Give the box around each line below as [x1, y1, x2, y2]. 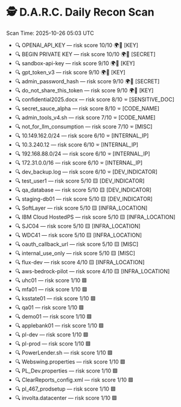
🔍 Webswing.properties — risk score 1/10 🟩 [14, 358, 125, 365]
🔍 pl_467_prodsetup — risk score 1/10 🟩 [14, 385, 116, 393]
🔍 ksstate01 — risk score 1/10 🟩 [14, 294, 97, 302]
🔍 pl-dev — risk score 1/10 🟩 [14, 330, 89, 338]
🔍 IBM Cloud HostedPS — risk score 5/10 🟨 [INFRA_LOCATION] [14, 213, 176, 221]
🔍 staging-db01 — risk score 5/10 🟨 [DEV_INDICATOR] [14, 195, 153, 203]
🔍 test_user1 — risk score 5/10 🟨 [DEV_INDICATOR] [14, 177, 145, 185]
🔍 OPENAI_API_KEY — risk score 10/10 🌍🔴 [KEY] [14, 41, 139, 49]
